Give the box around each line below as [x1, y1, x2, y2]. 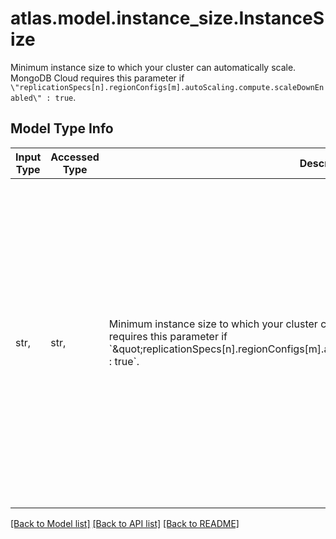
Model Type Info [10, 120, 114, 137]
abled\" [10, 93, 43, 103]
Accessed [50, 150, 100, 164]
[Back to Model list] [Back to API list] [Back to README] [10, 517, 240, 529]
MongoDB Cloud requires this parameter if [10, 72, 185, 84]
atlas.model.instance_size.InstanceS [10, 7, 325, 30]
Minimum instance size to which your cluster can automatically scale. [10, 61, 297, 73]
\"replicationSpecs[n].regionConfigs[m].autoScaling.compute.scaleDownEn [10, 82, 325, 92]
